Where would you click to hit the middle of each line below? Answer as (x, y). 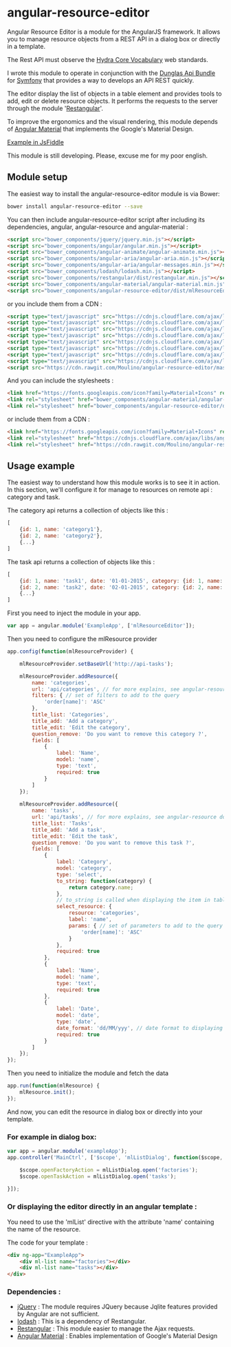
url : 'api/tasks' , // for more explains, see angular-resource (124, 817)
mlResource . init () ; (47, 1092)
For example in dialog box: (52, 1136)
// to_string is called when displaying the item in (133, 900)
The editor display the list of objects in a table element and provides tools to (114, 94)
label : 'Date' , (78, 1009)
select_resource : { (84, 907)
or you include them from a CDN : (55, 303)
